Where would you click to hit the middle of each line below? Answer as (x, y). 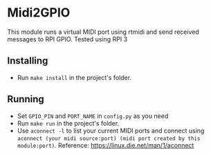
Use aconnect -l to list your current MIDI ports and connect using (111, 130)
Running (26, 99)
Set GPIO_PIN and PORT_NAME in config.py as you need (93, 116)
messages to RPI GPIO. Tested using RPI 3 (67, 39)
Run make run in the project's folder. (68, 123)
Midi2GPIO (39, 13)
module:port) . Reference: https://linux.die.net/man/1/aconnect (105, 145)
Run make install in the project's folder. (74, 77)
